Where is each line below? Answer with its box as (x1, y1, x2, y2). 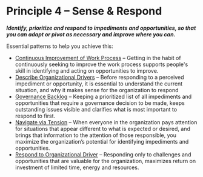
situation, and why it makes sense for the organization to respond (15, 86, 179, 93)
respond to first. (15, 112, 56, 119)
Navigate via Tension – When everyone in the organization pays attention (15, 118, 198, 125)
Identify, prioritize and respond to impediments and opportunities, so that (6, 24, 196, 32)
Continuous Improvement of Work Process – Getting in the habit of (15, 54, 181, 61)
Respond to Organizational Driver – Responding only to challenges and (15, 150, 191, 158)
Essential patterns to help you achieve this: (6, 42, 113, 50)
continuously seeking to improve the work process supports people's (15, 61, 188, 68)
